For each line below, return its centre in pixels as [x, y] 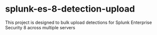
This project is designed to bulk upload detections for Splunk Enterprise [79, 22]
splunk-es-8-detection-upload [70, 9]
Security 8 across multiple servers [40, 27]
